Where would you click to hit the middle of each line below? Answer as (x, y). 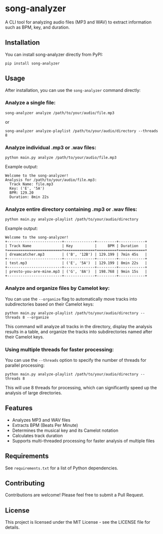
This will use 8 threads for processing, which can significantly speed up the (81, 388)
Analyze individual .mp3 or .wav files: (51, 147)
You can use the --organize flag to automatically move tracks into (71, 299)
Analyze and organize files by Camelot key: (57, 288)
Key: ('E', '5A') (27, 189)
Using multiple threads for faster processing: (60, 349)
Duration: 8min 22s (29, 197)
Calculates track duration (37, 435)
